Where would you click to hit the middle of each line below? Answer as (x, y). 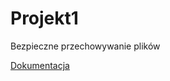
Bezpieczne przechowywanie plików (85, 46)
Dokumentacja (40, 65)
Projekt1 (44, 18)
